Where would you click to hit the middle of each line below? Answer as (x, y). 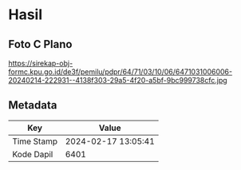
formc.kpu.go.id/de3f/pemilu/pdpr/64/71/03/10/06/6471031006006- (120, 72)
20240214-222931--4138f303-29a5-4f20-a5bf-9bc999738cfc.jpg (118, 80)
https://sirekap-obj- (41, 63)
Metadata (33, 105)
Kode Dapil (33, 154)
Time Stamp (35, 141)
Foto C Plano (40, 44)
